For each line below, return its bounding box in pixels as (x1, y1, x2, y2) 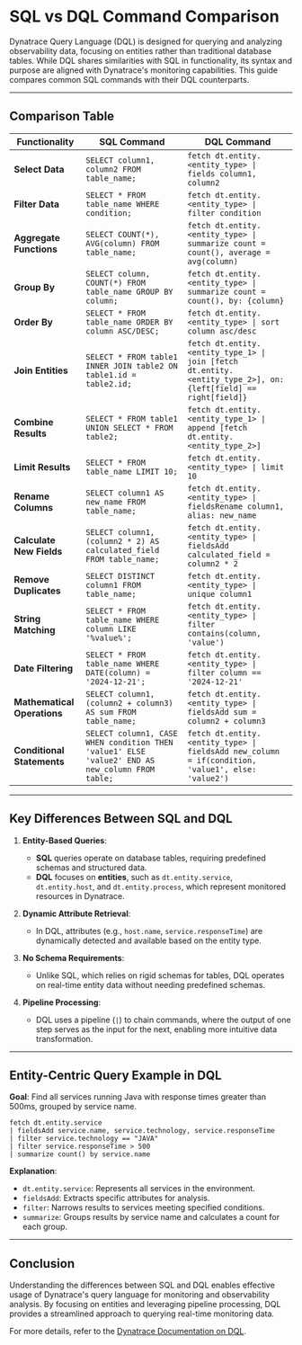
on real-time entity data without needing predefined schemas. (35, 979, 266, 990)
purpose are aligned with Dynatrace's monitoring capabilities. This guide (9, 65, 279, 76)
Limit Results (13, 460, 71, 473)
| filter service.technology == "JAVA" (9, 1135, 159, 1144)
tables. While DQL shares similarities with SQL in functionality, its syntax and (9, 55, 292, 66)
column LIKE (84, 623, 137, 634)
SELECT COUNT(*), (84, 229, 160, 239)
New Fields (13, 545, 63, 557)
